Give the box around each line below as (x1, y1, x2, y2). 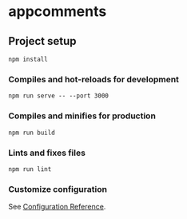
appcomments (8, 2, 107, 21)
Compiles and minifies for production (8, 110, 156, 121)
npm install (8, 55, 48, 63)
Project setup (8, 34, 78, 48)
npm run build (8, 129, 56, 137)
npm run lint (8, 165, 52, 173)
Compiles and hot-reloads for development (8, 74, 180, 85)
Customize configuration (8, 183, 108, 194)
